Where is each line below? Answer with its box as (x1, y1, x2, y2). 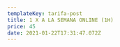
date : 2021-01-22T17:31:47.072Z (7, 29, 101, 37)
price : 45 (7, 23, 36, 30)
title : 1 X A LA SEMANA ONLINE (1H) (7, 17, 114, 23)
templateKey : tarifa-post (7, 10, 82, 17)
